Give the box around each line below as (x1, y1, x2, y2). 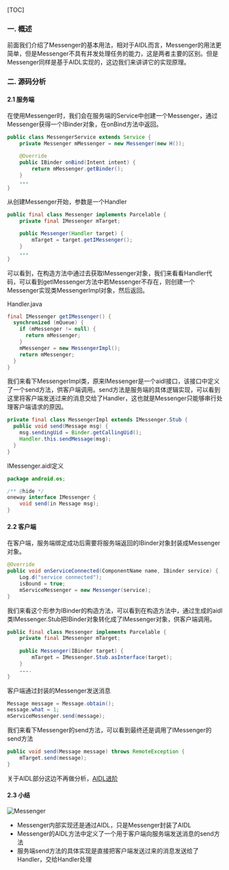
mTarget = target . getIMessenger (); (31, 236, 133, 244)
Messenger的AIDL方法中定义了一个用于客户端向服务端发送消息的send (16, 829, 214, 838)
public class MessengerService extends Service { (7, 134, 152, 141)
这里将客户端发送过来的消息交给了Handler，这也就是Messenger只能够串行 (7, 394, 217, 403)
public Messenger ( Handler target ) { (19, 230, 124, 237)
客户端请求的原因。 (12, 403, 67, 411)
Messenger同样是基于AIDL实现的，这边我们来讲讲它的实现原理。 (7, 58, 190, 66)
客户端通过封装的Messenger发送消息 (7, 686, 111, 695)
